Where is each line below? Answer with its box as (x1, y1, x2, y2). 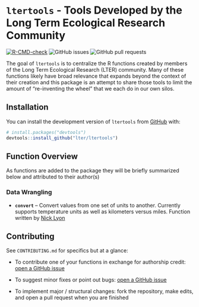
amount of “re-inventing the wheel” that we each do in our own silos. (6, 85, 175, 92)
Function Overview (6, 151, 78, 161)
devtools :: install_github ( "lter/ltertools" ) (6, 135, 118, 141)
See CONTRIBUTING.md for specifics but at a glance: (6, 247, 129, 254)
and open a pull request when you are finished (14, 294, 129, 301)
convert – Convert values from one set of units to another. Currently (14, 202, 181, 209)
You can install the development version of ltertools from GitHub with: (6, 118, 181, 125)
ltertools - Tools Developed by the (6, 4, 182, 17)
